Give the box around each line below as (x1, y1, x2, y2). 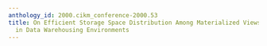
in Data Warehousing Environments (15, 26, 130, 34)
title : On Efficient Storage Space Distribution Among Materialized (8, 19, 240, 27)
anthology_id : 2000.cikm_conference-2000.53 (8, 11, 158, 19)
